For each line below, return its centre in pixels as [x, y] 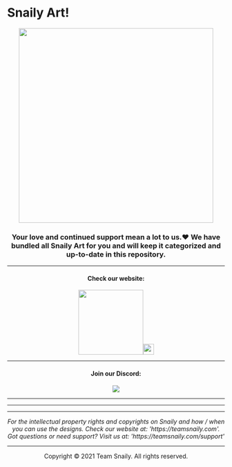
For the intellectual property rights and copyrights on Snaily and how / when [116, 421]
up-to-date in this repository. [116, 254]
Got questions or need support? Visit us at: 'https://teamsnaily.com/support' [116, 436]
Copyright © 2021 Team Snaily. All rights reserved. [116, 456]
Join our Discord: [116, 374]
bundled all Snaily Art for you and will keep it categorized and [116, 246]
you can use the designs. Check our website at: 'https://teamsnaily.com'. [116, 429]
